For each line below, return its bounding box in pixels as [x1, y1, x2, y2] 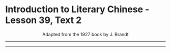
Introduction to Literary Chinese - [5, 4, 150, 15]
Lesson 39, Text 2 [5, 14, 82, 26]
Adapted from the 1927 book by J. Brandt [42, 31, 129, 37]
